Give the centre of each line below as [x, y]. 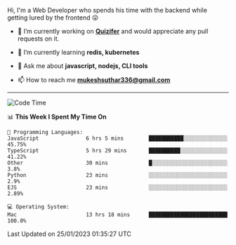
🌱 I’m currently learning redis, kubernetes [78, 52]
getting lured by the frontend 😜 [53, 18]
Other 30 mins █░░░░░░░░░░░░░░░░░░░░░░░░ [118, 163]
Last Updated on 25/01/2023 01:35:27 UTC [69, 234]
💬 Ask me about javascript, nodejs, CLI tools [83, 66]
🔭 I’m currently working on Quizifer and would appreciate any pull [113, 31]
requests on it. [38, 39]
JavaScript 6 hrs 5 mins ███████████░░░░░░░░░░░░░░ [118, 138]
